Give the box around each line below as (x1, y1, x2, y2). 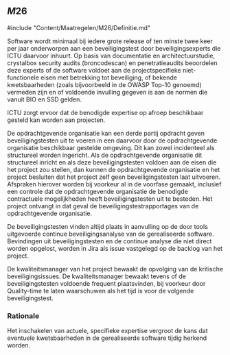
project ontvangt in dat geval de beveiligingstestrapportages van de (7, 201, 199, 210)
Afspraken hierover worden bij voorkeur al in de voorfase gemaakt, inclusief (7, 180, 222, 188)
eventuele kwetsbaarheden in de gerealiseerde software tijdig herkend (7, 334, 207, 342)
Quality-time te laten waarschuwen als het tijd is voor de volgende (7, 286, 194, 295)
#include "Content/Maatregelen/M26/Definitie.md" (7, 23, 151, 32)
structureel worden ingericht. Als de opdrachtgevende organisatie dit (7, 151, 203, 159)
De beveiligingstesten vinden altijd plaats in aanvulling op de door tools (7, 222, 208, 230)
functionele (7, 73, 40, 82)
